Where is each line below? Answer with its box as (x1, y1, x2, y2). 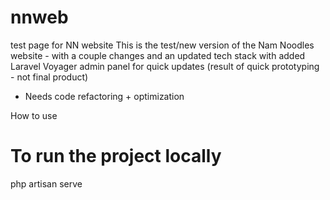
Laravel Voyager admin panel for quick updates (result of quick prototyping (10, 60, 320, 72)
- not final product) (10, 71, 89, 83)
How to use (10, 109, 58, 121)
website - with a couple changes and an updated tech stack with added (10, 49, 306, 61)
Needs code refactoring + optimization (24, 90, 185, 102)
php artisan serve (10, 177, 83, 190)
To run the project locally (10, 145, 222, 168)
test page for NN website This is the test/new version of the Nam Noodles (10, 39, 315, 51)
